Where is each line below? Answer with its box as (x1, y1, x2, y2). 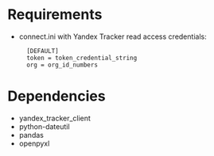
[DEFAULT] (26, 47, 59, 55)
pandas (18, 130, 45, 139)
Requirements (7, 6, 103, 24)
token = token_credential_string (26, 54, 138, 62)
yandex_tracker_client (18, 113, 91, 123)
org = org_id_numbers (26, 61, 99, 69)
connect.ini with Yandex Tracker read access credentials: (18, 32, 208, 41)
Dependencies (7, 87, 106, 105)
